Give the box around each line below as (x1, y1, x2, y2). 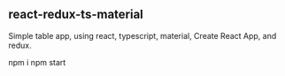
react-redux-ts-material (8, 7, 143, 22)
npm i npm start (8, 57, 66, 67)
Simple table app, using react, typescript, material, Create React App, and (8, 30, 277, 41)
